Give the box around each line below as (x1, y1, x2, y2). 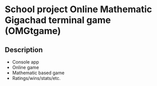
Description (5, 45, 43, 54)
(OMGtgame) (5, 25, 61, 37)
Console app (12, 59, 39, 65)
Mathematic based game (12, 70, 65, 76)
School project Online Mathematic (5, 4, 152, 15)
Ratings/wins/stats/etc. (12, 75, 61, 81)
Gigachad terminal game (5, 14, 111, 26)
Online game (12, 65, 39, 70)
